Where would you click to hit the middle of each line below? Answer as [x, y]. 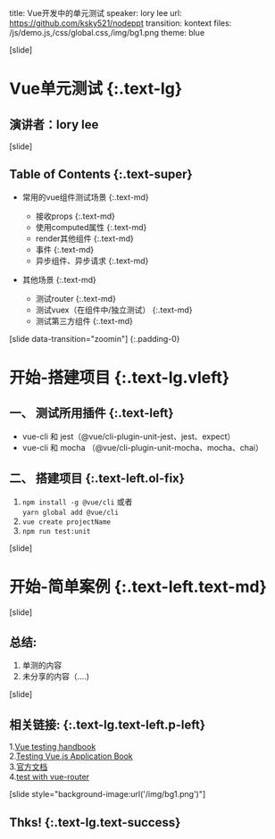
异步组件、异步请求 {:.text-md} [92, 261]
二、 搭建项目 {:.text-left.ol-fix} [97, 479]
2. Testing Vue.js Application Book [71, 756]
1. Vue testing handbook [53, 747]
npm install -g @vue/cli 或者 [77, 502]
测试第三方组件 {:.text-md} [84, 320]
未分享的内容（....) [56, 677]
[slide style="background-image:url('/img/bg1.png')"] [108, 794]
